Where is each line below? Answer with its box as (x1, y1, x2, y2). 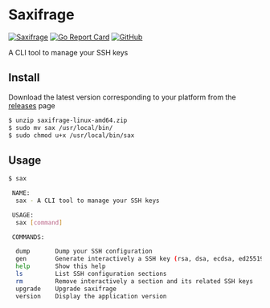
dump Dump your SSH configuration (15, 247, 153, 256)
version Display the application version (15, 292, 167, 300)
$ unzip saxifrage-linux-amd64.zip (8, 116, 128, 124)
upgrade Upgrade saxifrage (15, 285, 117, 293)
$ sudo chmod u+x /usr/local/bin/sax (8, 131, 135, 140)
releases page (8, 100, 55, 110)
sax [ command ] (15, 218, 63, 226)
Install (8, 71, 40, 85)
